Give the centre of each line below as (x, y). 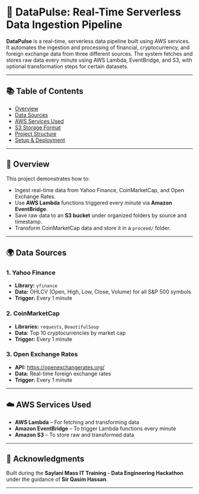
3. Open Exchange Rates (42, 354)
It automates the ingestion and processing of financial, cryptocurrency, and (98, 47)
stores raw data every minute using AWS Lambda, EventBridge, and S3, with (99, 60)
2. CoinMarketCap (33, 314)
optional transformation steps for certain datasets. (67, 66)
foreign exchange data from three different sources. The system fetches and (99, 53)
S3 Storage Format (38, 128)
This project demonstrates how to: (48, 179)
